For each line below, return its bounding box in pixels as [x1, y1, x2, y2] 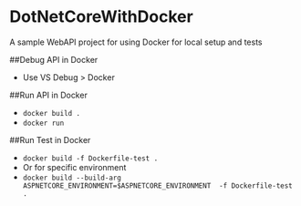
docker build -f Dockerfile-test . [22, 153, 159, 163]
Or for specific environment [22, 161, 127, 172]
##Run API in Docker [9, 89, 88, 100]
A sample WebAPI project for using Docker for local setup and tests [9, 36, 263, 47]
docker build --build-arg [22, 173, 121, 182]
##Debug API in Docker [9, 54, 99, 65]
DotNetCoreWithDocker [9, 6, 193, 27]
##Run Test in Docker [9, 134, 91, 145]
